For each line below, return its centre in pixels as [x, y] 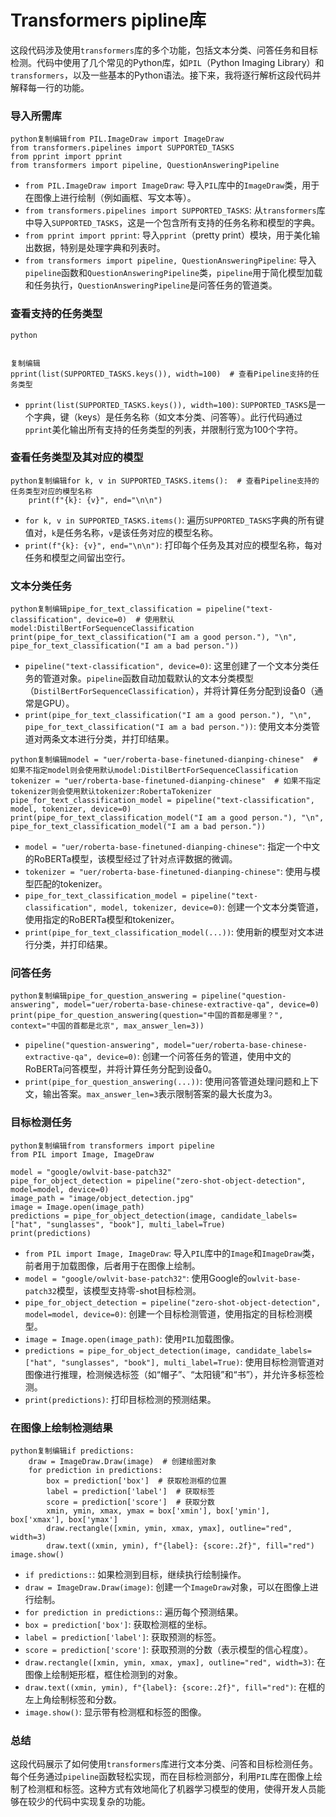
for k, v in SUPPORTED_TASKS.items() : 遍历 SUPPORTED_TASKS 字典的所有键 [174, 520]
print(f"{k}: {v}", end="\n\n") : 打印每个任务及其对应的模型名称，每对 [173, 545]
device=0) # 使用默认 [130, 620]
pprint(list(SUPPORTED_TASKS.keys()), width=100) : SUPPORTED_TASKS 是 [170, 404]
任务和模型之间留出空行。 [77, 557]
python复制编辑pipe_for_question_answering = [104, 996]
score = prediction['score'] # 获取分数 [130, 1502]
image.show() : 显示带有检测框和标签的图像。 [115, 1712]
